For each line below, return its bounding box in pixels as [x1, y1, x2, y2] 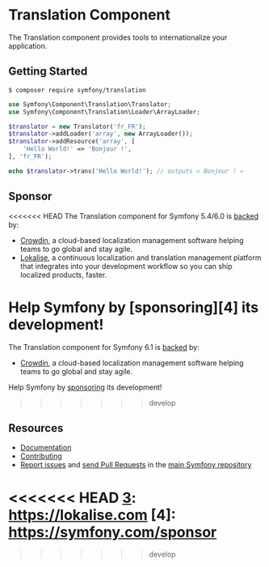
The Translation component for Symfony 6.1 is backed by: [8, 342, 200, 352]
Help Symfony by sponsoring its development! [8, 382, 162, 392]
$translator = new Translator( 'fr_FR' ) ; [8, 122, 147, 130]
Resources [8, 421, 64, 435]
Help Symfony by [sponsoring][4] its [8, 298, 259, 317]
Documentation [19, 443, 72, 453]
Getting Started [8, 65, 88, 79]
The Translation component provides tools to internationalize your [8, 32, 228, 42]
